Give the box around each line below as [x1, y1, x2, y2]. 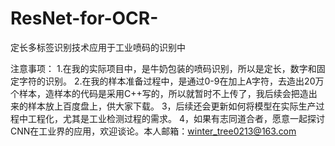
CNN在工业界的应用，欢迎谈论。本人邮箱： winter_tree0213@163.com [10, 125, 297, 137]
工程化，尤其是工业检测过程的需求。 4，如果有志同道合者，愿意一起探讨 [27, 112, 325, 124]
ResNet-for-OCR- [10, 7, 159, 30]
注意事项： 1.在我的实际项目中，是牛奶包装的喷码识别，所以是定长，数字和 [10, 62, 317, 74]
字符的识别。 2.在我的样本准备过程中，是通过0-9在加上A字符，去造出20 [18, 75, 316, 87]
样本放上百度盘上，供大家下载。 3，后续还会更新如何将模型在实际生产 [27, 100, 317, 112]
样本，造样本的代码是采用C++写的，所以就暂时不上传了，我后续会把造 [18, 87, 309, 99]
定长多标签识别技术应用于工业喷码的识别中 [10, 41, 186, 53]
